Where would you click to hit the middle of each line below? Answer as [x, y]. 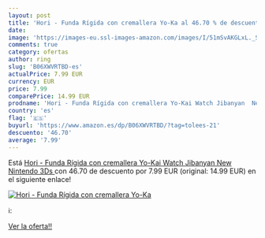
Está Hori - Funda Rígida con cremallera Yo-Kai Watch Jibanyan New [120, 162]
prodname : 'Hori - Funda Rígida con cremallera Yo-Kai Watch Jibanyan [127, 103]
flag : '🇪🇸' [28, 118]
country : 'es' [32, 111]
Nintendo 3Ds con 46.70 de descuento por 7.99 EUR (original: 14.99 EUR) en [132, 171]
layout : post [30, 15]
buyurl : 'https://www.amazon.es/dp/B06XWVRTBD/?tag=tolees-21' [114, 125]
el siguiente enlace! [40, 179]
